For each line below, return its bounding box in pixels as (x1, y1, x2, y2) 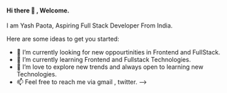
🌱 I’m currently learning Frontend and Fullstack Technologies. (16, 56, 191, 64)
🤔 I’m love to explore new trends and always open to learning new (16, 63, 204, 71)
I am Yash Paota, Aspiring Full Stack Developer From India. (6, 21, 173, 30)
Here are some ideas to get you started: (6, 35, 120, 43)
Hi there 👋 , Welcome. (6, 6, 70, 14)
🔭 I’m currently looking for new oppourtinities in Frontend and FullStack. (16, 48, 221, 56)
